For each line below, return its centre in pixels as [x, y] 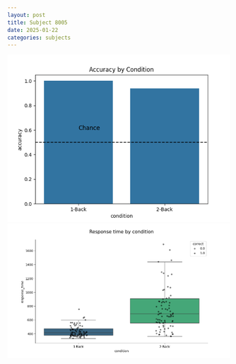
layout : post [26, 15]
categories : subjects [39, 38]
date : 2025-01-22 [33, 30]
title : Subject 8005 [38, 22]
